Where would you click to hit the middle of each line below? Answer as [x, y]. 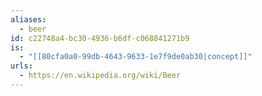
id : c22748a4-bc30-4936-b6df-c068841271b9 [100, 38]
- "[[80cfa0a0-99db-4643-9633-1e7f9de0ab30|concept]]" [136, 57]
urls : [21, 66]
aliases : [28, 19]
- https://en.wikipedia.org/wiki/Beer [100, 76]
